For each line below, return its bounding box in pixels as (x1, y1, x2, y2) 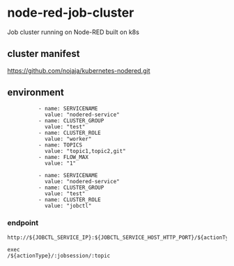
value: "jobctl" (44, 202, 92, 209)
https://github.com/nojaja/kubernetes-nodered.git (7, 66, 150, 74)
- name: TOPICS (38, 141, 82, 149)
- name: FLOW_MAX (38, 153, 89, 160)
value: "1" (44, 160, 77, 167)
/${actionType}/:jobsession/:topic (7, 252, 111, 259)
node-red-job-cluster (7, 5, 134, 21)
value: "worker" (44, 135, 92, 142)
